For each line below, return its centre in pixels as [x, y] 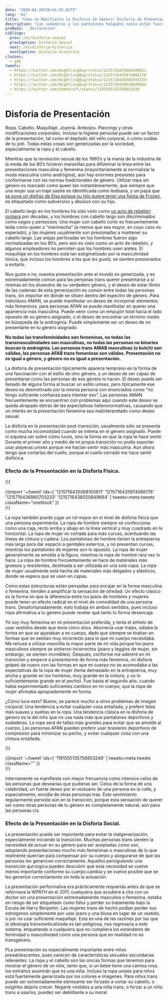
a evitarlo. [15, 264]
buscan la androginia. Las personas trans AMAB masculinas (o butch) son [83, 348]
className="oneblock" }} [32, 502]
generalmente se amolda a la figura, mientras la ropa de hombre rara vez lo [83, 554]
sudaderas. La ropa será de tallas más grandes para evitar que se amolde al [83, 723]
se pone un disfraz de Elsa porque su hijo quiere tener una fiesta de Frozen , [83, 196]
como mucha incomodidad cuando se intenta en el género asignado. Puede [83, 432]
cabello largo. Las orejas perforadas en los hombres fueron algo [71, 238]
